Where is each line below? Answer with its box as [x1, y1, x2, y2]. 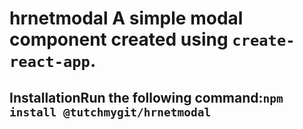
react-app [9, 53, 91, 72]
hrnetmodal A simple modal [9, 7, 244, 30]
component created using [9, 28, 229, 51]
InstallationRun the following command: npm [9, 89, 284, 106]
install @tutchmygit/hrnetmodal [9, 105, 212, 119]
